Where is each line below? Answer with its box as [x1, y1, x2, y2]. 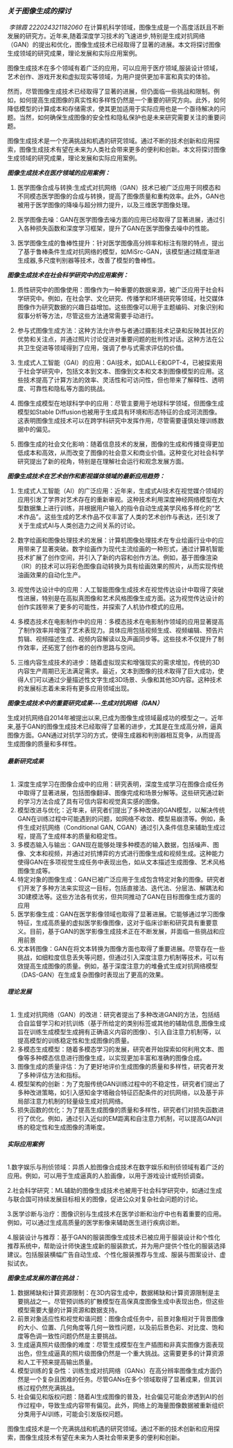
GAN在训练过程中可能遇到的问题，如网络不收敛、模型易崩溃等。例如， [17, 814, 220, 823]
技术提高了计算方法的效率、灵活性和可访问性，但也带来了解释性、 [23, 376, 212, 384]
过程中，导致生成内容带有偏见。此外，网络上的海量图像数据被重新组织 [23, 1401, 224, 1409]
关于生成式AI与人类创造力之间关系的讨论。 [17, 521, 139, 530]
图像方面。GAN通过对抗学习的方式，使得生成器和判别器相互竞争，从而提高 [7, 731, 221, 740]
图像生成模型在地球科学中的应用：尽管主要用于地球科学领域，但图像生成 [17, 399, 224, 408]
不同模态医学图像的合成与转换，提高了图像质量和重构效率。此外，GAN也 [17, 192, 225, 200]
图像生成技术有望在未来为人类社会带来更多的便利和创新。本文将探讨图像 [19, 146, 226, 154]
